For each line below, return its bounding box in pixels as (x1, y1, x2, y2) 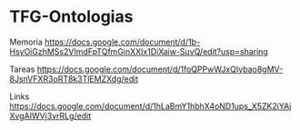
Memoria (9, 36, 44, 47)
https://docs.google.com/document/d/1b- (45, 36, 201, 47)
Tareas (9, 64, 35, 75)
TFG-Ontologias (9, 6, 134, 27)
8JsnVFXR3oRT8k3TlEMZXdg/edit (9, 73, 139, 84)
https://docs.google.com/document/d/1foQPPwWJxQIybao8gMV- (36, 64, 284, 75)
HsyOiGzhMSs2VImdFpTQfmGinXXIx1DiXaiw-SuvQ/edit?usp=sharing (9, 45, 268, 56)
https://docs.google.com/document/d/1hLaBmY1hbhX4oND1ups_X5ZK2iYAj (9, 100, 292, 111)
